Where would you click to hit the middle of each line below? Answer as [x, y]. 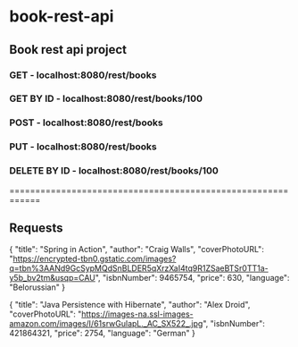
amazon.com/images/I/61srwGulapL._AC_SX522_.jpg [106, 324]
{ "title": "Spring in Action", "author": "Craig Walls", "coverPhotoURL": [137, 250]
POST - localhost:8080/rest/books [86, 123]
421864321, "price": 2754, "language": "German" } [103, 334]
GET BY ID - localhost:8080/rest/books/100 [106, 98]
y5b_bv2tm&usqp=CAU [52, 278]
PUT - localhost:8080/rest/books [83, 147]
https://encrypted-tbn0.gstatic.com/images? [95, 259]
